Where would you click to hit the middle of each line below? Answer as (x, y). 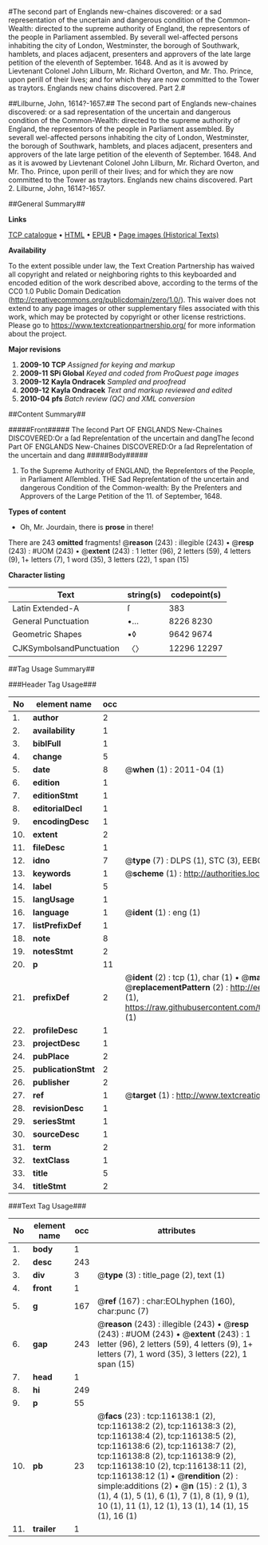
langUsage (54, 900)
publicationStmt (64, 1069)
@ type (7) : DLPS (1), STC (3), (183, 860)
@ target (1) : (150, 1095)
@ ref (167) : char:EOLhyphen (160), (166, 1301)
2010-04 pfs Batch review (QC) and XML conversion (107, 398)
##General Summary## (47, 204)
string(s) (144, 595)
